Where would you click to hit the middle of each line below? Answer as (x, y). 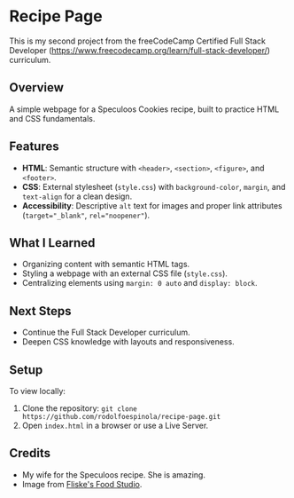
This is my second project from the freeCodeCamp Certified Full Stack (138, 41)
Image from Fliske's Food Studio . (82, 484)
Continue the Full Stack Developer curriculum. (106, 332)
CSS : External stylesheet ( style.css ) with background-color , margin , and (154, 186)
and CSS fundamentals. (52, 118)
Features (34, 147)
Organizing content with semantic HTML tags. (106, 265)
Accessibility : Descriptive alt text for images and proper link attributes (152, 205)
